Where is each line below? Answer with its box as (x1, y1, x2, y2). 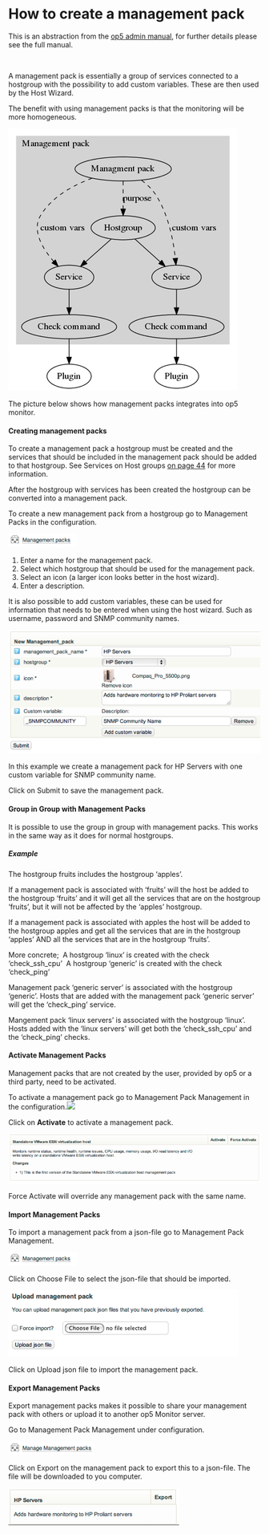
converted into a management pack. (8, 493, 128, 503)
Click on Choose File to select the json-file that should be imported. (8, 1274, 231, 1284)
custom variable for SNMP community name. (8, 770, 156, 780)
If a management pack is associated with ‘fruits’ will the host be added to (8, 884, 250, 895)
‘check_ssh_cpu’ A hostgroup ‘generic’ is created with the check (8, 958, 223, 968)
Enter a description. (19, 581, 86, 590)
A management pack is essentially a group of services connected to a (8, 71, 239, 80)
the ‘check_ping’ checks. (8, 1032, 90, 1041)
